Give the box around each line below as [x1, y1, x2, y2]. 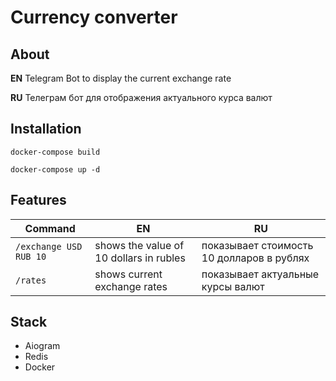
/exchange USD [15, 241, 83, 252]
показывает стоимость [201, 238, 314, 252]
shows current [94, 267, 163, 281]
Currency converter [10, 6, 178, 29]
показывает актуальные [201, 267, 320, 281]
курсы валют [201, 279, 265, 293]
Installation [10, 121, 82, 138]
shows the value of [94, 238, 185, 252]
